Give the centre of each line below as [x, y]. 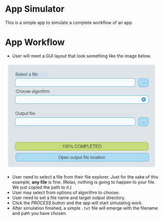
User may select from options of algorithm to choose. [66, 192]
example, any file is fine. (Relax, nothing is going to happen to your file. [84, 182]
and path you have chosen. [40, 213]
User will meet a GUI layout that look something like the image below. [81, 56]
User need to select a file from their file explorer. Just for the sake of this [85, 177]
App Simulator [35, 9]
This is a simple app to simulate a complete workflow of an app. [69, 22]
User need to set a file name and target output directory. [69, 198]
